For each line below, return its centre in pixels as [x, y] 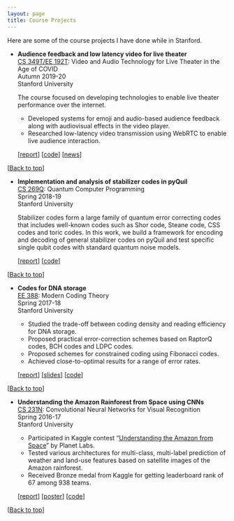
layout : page [26, 14]
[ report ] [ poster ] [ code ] [51, 496]
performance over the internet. [62, 104]
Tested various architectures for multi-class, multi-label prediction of [126, 452]
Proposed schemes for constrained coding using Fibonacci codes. [123, 353]
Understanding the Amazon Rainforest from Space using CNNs [111, 402]
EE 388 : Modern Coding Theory [63, 295]
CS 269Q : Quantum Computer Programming [81, 189]
